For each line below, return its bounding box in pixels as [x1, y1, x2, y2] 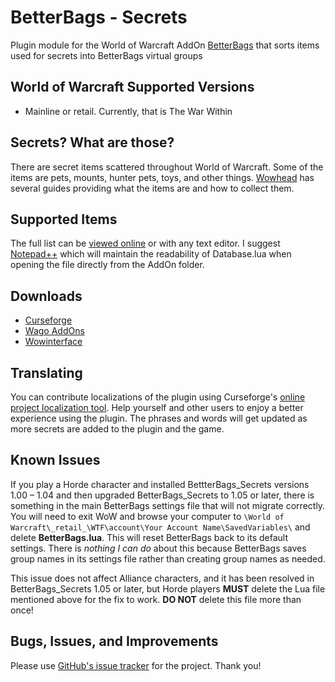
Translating [10, 364, 83, 381]
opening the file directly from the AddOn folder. [10, 259, 205, 271]
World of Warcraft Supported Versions [10, 79, 255, 96]
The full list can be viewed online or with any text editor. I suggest [10, 237, 281, 250]
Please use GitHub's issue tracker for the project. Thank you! [10, 659, 262, 671]
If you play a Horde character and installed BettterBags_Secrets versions [10, 478, 310, 490]
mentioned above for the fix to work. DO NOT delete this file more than [10, 593, 302, 605]
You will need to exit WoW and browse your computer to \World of [10, 510, 285, 522]
